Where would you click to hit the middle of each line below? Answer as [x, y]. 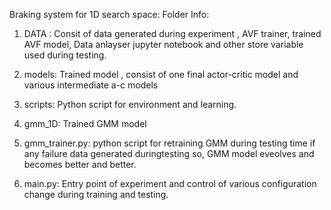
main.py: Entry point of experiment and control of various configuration [170, 183]
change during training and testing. [96, 194]
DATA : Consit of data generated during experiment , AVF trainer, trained [172, 33]
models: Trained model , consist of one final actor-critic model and [161, 74]
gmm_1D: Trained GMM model [85, 123]
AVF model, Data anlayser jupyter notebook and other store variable [163, 44]
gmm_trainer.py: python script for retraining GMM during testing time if [169, 143]
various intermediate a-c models [91, 85]
